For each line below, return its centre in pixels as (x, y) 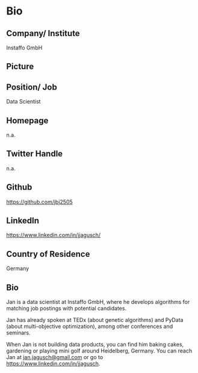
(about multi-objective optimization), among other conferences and (90, 327)
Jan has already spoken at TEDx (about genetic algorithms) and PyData (95, 320)
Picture (20, 66)
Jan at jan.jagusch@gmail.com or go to (55, 357)
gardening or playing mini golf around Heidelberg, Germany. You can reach (99, 351)
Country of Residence (48, 254)
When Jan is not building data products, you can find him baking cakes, (95, 345)
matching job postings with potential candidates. (67, 309)
